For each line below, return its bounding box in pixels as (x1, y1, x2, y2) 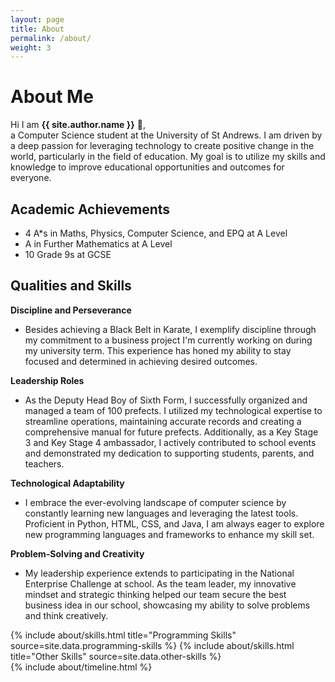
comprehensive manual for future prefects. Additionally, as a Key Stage (24, 426, 319, 438)
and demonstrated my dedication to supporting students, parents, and (24, 447, 315, 459)
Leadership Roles (10, 374, 85, 386)
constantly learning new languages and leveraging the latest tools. (24, 507, 299, 519)
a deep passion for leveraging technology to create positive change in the (10, 140, 315, 152)
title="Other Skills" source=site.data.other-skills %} (10, 650, 222, 662)
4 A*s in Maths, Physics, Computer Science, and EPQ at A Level (24, 227, 288, 239)
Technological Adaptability (10, 477, 125, 489)
